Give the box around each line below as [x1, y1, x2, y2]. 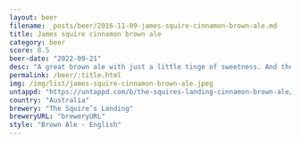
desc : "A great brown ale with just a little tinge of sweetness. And [9, 63, 278, 72]
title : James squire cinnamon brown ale [9, 29, 162, 38]
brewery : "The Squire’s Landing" [9, 104, 134, 113]
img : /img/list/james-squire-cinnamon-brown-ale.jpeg [9, 79, 214, 88]
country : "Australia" [9, 95, 90, 105]
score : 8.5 [9, 46, 50, 55]
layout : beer [9, 12, 58, 22]
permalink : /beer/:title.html [9, 71, 122, 80]
